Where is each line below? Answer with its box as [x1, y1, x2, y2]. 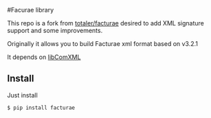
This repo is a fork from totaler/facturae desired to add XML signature [7, 19, 204, 27]
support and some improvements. [7, 27, 103, 34]
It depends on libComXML [7, 53, 81, 61]
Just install [7, 91, 38, 99]
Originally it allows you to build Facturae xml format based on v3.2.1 [7, 40, 198, 47]
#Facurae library [7, 6, 54, 14]
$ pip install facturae [7, 104, 76, 111]
